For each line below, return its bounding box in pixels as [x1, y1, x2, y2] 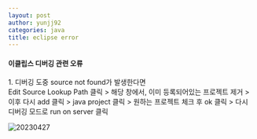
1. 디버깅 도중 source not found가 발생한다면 [8, 78, 146, 87]
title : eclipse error [8, 33, 79, 42]
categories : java [8, 26, 65, 34]
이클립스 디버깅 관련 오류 [8, 58, 83, 68]
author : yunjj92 [8, 19, 61, 27]
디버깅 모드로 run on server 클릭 [8, 107, 108, 116]
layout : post [8, 11, 51, 20]
